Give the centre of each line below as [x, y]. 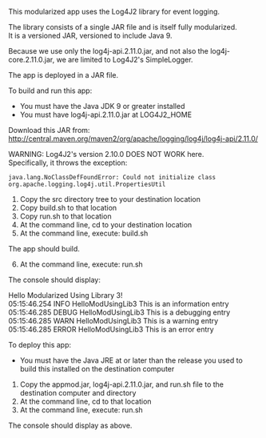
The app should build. [44, 249]
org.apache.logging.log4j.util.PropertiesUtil [87, 184]
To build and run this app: [50, 90]
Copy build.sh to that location [68, 208]
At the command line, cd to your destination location [106, 225]
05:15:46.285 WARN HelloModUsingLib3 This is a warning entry [113, 321]
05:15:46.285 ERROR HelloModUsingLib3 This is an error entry [111, 329]
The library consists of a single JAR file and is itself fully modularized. [123, 27]
